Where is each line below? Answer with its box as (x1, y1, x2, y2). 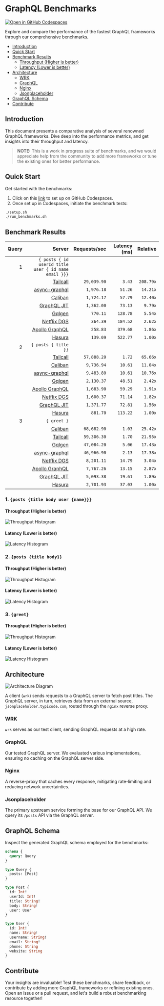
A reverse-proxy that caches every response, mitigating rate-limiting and (5, 778, 151, 784)
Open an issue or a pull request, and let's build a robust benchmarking (5, 990, 146, 996)
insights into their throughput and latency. (5, 138, 89, 144)
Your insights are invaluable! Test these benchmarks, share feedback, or (5, 980, 150, 986)
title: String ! (9, 899, 41, 903)
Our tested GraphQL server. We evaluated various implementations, (5, 750, 141, 756)
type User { (5, 921, 29, 926)
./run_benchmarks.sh (5, 214, 47, 219)
